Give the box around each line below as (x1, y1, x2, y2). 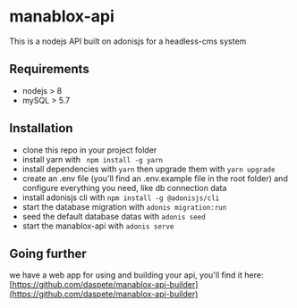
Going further (9, 246, 87, 261)
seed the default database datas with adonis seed (21, 211, 206, 221)
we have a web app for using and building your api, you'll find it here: (9, 270, 264, 280)
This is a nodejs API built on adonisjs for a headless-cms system (9, 36, 247, 46)
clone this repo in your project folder (21, 145, 157, 155)
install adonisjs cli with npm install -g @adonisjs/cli (21, 192, 220, 203)
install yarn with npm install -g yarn (21, 154, 164, 164)
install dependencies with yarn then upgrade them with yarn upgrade (21, 163, 276, 174)
